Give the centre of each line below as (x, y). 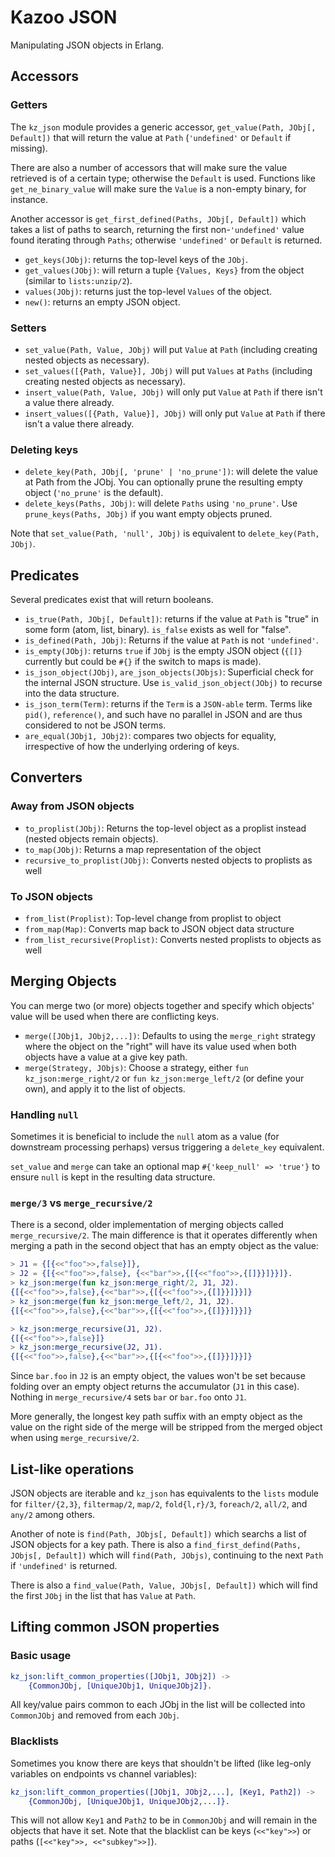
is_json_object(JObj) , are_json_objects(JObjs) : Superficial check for (169, 672)
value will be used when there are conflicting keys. (115, 1016)
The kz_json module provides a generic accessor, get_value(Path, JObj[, (163, 127)
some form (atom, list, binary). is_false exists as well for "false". (158, 630)
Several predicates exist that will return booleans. (112, 600)
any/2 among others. (53, 1514)
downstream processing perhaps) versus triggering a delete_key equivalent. (167, 1147)
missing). (29, 148)
